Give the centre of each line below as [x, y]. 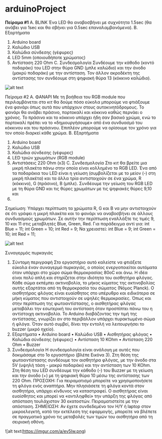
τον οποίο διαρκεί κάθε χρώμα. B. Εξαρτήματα [52, 133]
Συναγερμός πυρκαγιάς [29, 252]
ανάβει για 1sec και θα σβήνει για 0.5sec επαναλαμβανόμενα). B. [71, 27]
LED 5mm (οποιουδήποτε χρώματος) [49, 57]
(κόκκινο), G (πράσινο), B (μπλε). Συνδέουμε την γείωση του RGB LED [82, 183]
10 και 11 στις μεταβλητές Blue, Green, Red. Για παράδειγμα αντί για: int [77, 223]
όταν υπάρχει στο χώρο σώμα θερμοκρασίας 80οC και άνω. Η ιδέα [80, 272]
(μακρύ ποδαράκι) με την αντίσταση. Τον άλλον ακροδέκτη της [76, 73]
